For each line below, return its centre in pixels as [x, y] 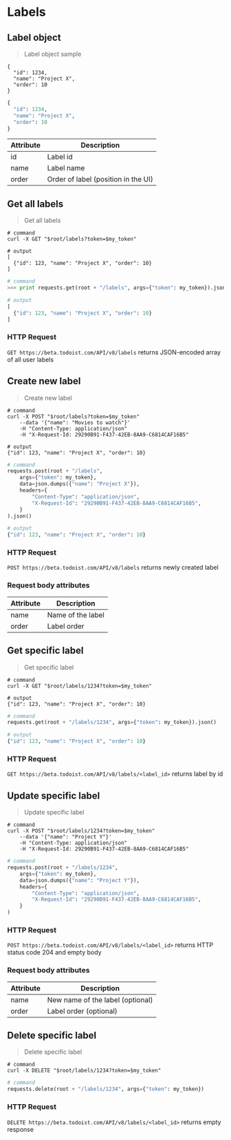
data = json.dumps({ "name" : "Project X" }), [79, 484]
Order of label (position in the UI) [100, 179]
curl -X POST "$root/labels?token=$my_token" [73, 417]
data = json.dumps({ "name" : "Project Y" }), [79, 880]
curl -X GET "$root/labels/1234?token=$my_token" [80, 686]
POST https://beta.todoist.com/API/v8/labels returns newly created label [113, 568]
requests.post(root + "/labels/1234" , [63, 868]
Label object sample [53, 54]
